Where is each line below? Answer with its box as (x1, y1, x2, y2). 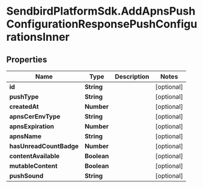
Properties (6, 54, 47, 64)
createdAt (9, 102, 40, 111)
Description (114, 72, 150, 80)
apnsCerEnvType (9, 113, 61, 120)
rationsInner (6, 30, 70, 44)
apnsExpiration (9, 122, 55, 130)
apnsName (9, 132, 41, 141)
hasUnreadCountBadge (9, 142, 79, 150)
